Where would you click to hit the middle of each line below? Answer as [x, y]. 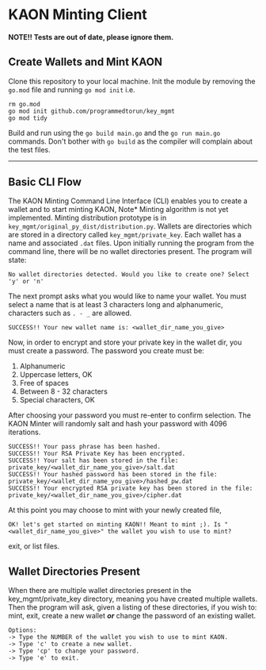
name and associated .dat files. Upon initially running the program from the [131, 243]
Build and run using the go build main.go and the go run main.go [114, 133]
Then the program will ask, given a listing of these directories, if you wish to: [133, 607]
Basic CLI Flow [45, 181]
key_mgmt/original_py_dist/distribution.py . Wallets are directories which [130, 226]
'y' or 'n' [26, 282]
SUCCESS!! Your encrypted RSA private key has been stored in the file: [131, 489]
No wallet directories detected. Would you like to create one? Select [129, 275]
